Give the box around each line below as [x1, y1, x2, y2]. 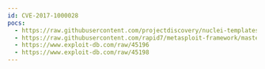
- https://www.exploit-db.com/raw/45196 [14, 41, 150, 49]
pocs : [7, 19, 25, 27]
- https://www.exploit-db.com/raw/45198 [14, 48, 150, 56]
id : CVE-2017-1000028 [7, 11, 79, 20]
